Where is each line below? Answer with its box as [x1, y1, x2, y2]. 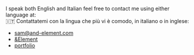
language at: [5, 11, 36, 18]
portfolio [14, 42, 35, 49]
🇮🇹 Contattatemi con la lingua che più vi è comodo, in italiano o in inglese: [5, 18, 189, 24]
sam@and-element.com [14, 30, 74, 36]
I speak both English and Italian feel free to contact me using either [5, 5, 170, 12]
